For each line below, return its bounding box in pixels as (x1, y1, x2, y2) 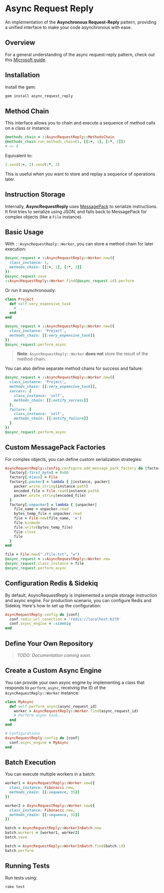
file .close (14, 530, 36, 534)
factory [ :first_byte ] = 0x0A (9, 470, 69, 475)
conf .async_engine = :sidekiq (9, 621, 71, 626)
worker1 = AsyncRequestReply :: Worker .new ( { (5, 781, 95, 786)
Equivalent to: (5, 152, 33, 158)
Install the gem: (5, 84, 36, 90)
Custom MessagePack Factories (5, 443, 106, 452)
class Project (5, 297, 34, 302)
